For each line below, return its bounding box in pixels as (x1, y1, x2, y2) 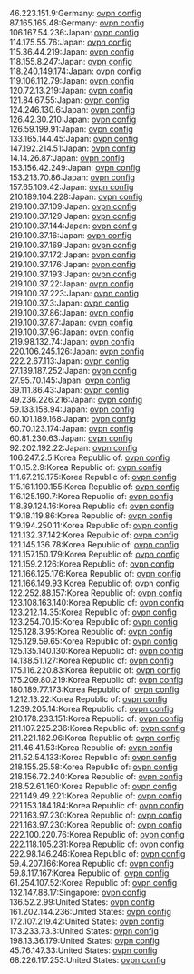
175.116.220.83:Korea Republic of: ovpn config (9, 665, 181, 676)
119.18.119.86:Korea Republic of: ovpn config (9, 510, 173, 521)
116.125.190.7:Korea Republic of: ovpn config (9, 491, 174, 501)
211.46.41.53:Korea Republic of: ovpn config (9, 742, 174, 753)
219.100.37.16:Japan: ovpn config (9, 230, 132, 240)
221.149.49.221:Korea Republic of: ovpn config (9, 790, 183, 801)
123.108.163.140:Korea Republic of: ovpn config (9, 597, 184, 607)
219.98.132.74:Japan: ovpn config (9, 336, 135, 346)
